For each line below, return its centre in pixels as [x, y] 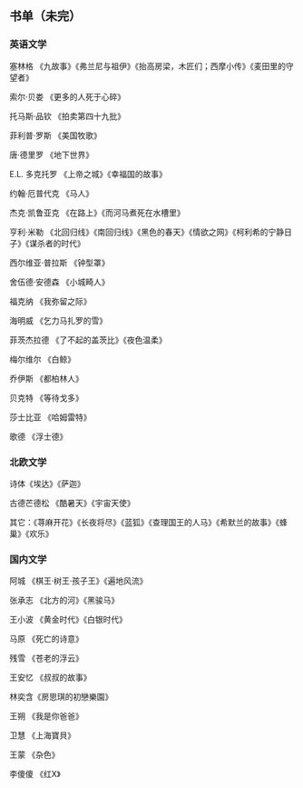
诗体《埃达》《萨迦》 [47, 484]
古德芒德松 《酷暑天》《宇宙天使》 [72, 503]
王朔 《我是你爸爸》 [46, 716]
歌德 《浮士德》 [39, 436]
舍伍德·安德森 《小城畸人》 [59, 282]
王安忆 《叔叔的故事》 [50, 678]
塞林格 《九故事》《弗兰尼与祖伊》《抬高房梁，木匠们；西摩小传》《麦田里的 [147, 65]
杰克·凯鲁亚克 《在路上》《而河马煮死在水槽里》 [97, 213]
